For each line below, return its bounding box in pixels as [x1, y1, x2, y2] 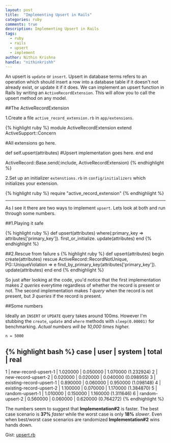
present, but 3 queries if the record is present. [5, 293, 102, 299]
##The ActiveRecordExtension [5, 105, 70, 111]
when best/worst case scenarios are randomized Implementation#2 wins [5, 417, 160, 423]
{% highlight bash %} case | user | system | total [5, 347, 162, 356]
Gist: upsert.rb [5, 432, 36, 438]
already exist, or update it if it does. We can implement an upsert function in [5, 85, 164, 91]
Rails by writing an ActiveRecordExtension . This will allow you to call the [5, 90, 155, 96]
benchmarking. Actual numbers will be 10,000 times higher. [5, 324, 130, 330]
